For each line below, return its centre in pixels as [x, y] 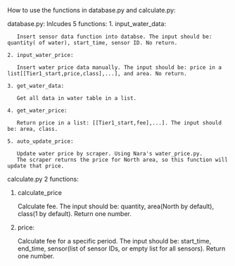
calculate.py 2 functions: [43, 179]
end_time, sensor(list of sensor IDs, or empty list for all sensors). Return [121, 248]
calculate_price [39, 192]
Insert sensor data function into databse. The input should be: [114, 37]
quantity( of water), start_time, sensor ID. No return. [93, 43]
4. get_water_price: [38, 110]
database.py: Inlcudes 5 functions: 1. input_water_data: [87, 24]
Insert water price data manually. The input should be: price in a [119, 68]
